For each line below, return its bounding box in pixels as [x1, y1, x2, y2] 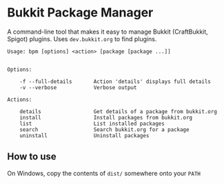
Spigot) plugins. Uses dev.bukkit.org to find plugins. [7, 34, 157, 43]
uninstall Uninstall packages [19, 132, 150, 139]
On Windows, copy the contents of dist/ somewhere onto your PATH [7, 169, 201, 177]
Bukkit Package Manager [7, 5, 154, 21]
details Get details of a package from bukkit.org [19, 108, 217, 115]
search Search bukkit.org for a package [19, 126, 190, 133]
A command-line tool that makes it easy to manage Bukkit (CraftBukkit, [7, 27, 208, 36]
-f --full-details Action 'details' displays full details [19, 78, 212, 85]
